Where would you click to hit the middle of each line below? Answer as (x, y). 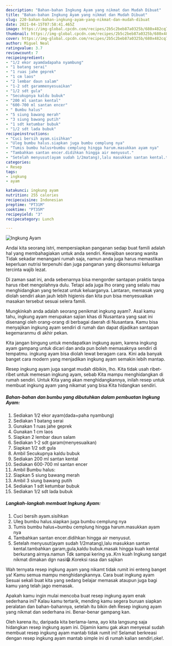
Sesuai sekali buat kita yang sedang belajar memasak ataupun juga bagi (81, 581)
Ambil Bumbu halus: (34, 470)
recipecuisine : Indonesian (34, 200)
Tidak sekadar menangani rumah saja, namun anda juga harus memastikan (84, 259)
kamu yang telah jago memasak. (40, 586)
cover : (13, 39)
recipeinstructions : (28, 133)
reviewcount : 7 (22, 53)
